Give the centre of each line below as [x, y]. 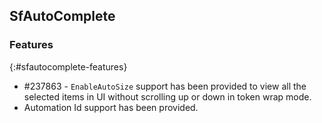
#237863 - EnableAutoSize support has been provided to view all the [165, 86]
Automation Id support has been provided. [111, 107]
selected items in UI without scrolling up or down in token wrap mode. [167, 96]
